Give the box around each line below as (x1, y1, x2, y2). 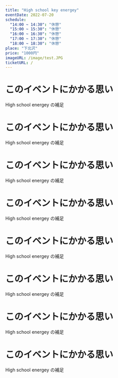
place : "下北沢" (5, 46, 38, 51)
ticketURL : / (5, 60, 33, 65)
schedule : (5, 17, 27, 22)
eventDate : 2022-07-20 (5, 12, 54, 17)
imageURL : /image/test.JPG (5, 55, 63, 61)
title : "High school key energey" (5, 7, 80, 13)
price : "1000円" (5, 50, 40, 55)
